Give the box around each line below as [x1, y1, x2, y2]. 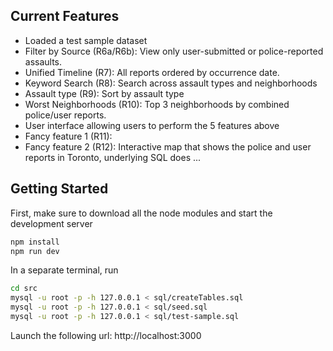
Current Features [10, 8, 120, 25]
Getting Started [10, 180, 109, 198]
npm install [10, 237, 60, 247]
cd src [10, 284, 38, 294]
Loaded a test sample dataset [24, 34, 148, 46]
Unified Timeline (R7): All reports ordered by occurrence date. [24, 66, 280, 78]
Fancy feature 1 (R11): [24, 130, 113, 142]
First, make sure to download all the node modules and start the [10, 207, 273, 219]
